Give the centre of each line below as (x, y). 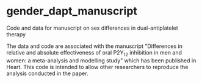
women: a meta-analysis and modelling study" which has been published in (101, 60)
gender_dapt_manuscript (72, 11)
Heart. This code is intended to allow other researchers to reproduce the (97, 67)
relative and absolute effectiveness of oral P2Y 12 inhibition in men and (94, 53)
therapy (16, 34)
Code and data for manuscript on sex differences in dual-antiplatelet (92, 28)
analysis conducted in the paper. (47, 73)
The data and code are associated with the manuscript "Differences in (95, 46)
